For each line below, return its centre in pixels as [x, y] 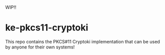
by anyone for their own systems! [40, 47]
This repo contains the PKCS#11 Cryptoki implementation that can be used [83, 41]
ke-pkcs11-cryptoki [47, 28]
